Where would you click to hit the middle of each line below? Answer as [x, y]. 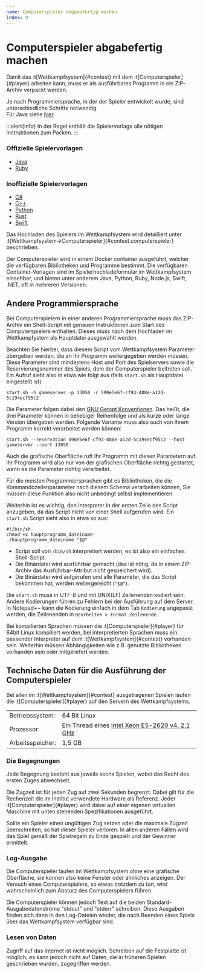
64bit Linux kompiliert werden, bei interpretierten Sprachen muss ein [92, 632]
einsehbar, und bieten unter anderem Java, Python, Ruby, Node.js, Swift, [97, 279]
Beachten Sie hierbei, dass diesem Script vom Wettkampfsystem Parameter [100, 349]
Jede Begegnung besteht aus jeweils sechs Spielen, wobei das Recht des [98, 774]
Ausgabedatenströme [33, 909]
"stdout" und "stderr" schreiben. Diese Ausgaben [123, 909]
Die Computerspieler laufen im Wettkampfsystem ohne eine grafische [93, 871]
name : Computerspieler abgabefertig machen [62, 12]
